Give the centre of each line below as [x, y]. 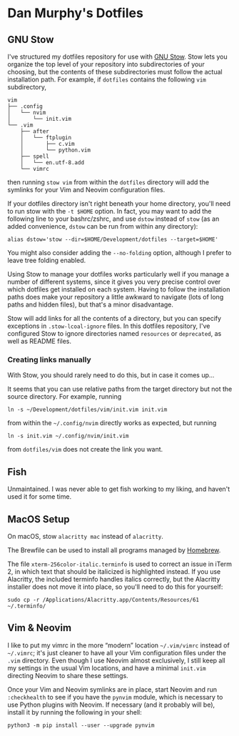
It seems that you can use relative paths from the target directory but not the [120, 389]
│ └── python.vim [56, 150]
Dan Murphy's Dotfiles [76, 13]
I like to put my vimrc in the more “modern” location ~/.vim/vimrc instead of [118, 645]
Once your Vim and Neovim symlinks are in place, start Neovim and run [112, 689]
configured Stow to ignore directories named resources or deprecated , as [115, 333]
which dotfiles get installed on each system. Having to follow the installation [119, 289]
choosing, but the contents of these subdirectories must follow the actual [115, 72]
